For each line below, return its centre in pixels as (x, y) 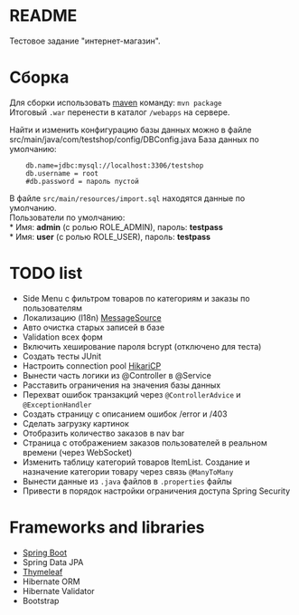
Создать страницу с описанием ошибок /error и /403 (125, 414)
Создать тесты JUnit (62, 356)
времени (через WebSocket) (77, 452)
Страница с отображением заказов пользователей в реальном (145, 442)
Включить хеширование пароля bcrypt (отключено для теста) (142, 346)
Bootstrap (41, 601)
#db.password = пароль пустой (83, 181)
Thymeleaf (42, 572)
